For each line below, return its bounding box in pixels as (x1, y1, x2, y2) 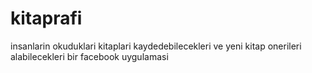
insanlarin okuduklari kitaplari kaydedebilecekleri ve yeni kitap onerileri (10, 40, 302, 52)
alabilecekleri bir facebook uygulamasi (10, 50, 169, 62)
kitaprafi (10, 7, 83, 30)
